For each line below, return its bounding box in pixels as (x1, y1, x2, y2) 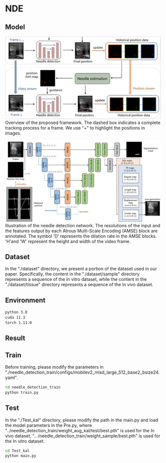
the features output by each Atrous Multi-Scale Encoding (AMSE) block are (5, 228, 158, 234)
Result (5, 334, 26, 342)
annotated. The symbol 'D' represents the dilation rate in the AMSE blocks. (5, 233, 157, 239)
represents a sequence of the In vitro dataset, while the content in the (5, 276, 147, 282)
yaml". (5, 375, 18, 381)
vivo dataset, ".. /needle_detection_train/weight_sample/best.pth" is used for (5, 433, 161, 439)
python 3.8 (5, 310, 28, 315)
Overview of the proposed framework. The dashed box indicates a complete (5, 120, 161, 126)
